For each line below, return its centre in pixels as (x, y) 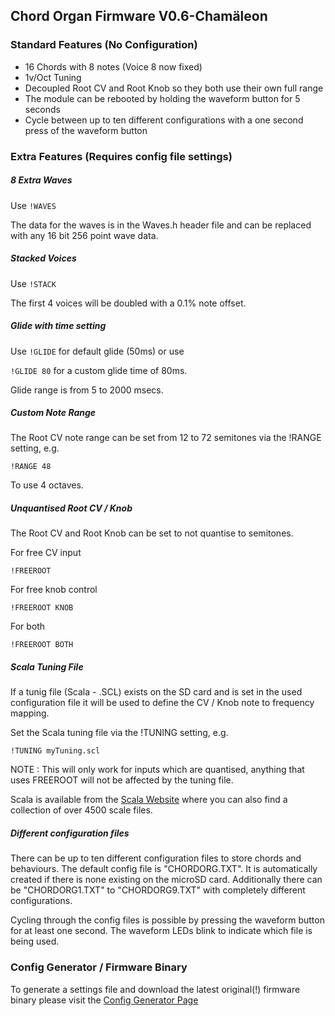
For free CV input (46, 553)
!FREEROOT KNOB (42, 608)
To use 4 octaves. (47, 485)
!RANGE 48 (31, 467)
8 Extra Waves (41, 180)
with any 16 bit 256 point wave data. (84, 235)
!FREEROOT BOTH (42, 645)
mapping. (30, 713)
